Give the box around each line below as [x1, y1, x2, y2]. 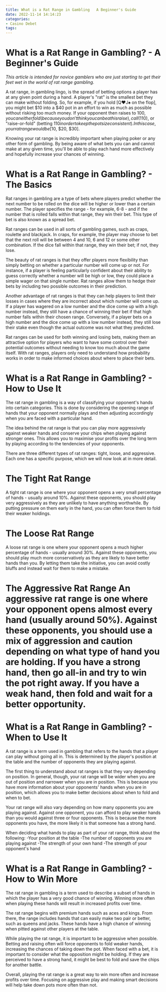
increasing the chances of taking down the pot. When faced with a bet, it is [5, 946, 159, 952]
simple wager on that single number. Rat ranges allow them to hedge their [5, 278, 156, 284]
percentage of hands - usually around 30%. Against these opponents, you [5, 549, 157, 556]
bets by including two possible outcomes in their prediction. [5, 283, 127, 289]
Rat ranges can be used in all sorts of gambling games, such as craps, [5, 226, 149, 232]
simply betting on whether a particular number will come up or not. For [5, 262, 150, 268]
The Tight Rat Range [5, 473, 91, 484]
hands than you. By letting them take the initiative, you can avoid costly [5, 560, 150, 566]
